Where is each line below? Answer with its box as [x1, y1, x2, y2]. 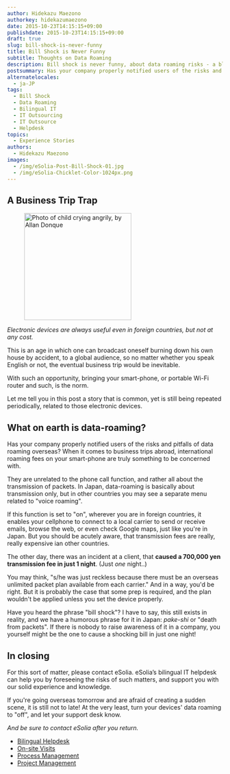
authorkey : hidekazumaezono [7, 16, 88, 23]
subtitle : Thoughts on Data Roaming [7, 55, 112, 62]
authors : [7, 144, 32, 151]
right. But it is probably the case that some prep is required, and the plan [7, 588, 212, 596]
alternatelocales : [7, 73, 60, 81]
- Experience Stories [13, 138, 75, 145]
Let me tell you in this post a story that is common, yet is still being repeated [7, 395, 222, 403]
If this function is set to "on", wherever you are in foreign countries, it [7, 510, 202, 519]
